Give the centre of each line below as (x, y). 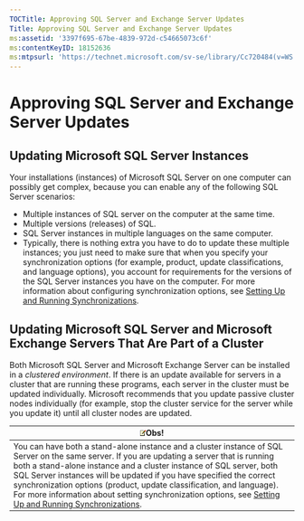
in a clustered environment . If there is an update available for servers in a (145, 374)
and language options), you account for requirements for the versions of (157, 272)
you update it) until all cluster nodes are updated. (101, 412)
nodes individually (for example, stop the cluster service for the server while (152, 403)
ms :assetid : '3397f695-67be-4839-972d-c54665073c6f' (111, 38)
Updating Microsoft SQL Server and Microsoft (141, 329)
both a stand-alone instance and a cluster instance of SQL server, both (146, 465)
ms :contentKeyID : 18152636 (60, 48)
